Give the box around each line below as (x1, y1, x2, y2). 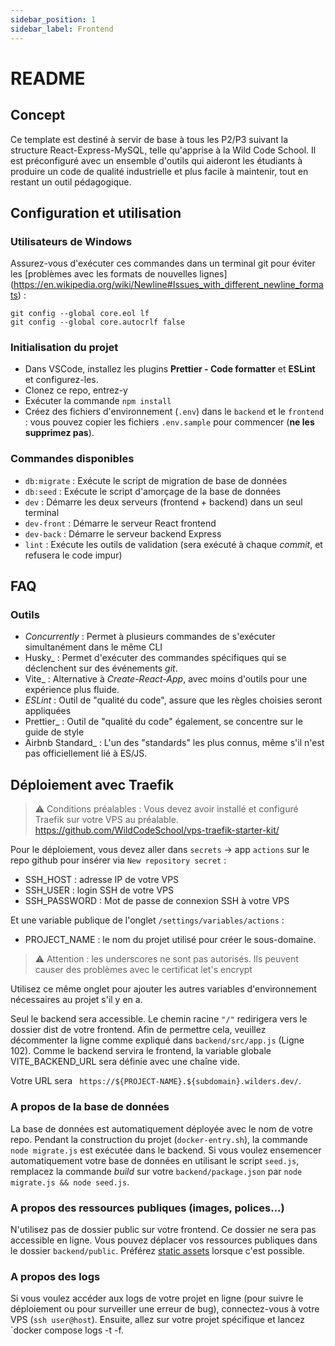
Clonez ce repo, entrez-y (24, 384, 128, 396)
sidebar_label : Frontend (10, 24, 114, 34)
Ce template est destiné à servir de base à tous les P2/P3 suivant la (10, 133, 289, 145)
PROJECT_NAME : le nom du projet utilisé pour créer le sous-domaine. (24, 934, 317, 946)
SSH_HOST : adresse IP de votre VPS (24, 874, 180, 886)
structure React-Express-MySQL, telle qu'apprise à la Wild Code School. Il (10, 144, 317, 156)
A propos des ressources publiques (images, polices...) (10, 1201, 285, 1215)
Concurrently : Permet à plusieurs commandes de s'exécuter (24, 631, 276, 643)
